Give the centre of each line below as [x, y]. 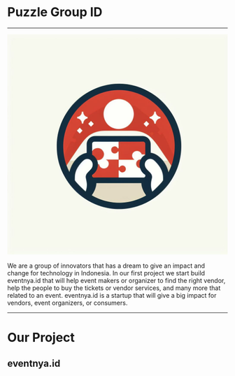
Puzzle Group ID [55, 12]
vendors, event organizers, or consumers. [67, 303]
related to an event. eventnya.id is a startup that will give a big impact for [112, 295]
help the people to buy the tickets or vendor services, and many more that [114, 288]
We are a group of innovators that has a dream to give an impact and [106, 266]
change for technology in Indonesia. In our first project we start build [106, 273]
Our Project [41, 338]
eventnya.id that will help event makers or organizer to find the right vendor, [116, 280]
